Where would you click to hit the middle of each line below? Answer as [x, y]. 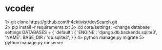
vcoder [20, 8]
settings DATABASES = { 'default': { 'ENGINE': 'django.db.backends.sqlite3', [81, 32]
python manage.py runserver [34, 42]
